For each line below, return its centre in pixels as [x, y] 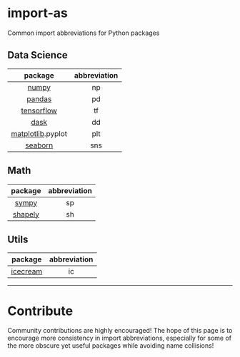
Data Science [37, 55]
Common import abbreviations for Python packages [84, 33]
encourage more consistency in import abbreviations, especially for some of [120, 338]
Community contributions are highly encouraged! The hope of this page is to [120, 331]
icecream [27, 271]
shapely [26, 214]
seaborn [39, 145]
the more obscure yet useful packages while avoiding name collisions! [111, 346]
